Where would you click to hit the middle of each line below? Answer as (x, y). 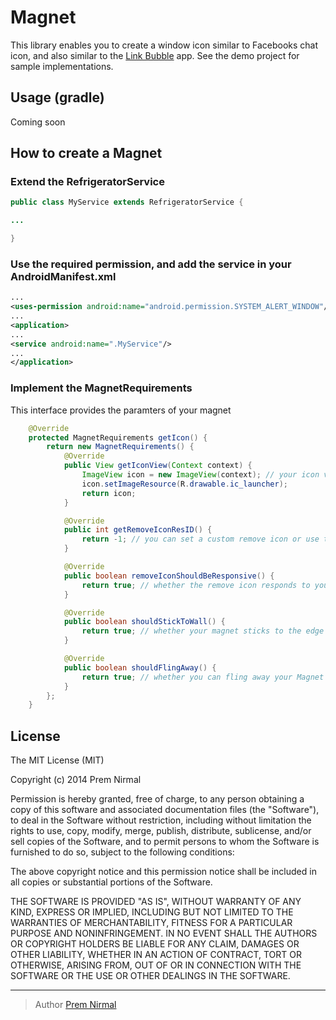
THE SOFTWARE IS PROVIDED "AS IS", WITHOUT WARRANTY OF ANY (156, 902)
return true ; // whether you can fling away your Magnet (203, 677)
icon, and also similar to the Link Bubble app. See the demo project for (155, 55)
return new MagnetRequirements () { (120, 447)
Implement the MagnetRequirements (101, 388)
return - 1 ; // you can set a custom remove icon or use (200, 539)
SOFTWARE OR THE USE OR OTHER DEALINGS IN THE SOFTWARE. (150, 976)
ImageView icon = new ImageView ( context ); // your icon (200, 475)
